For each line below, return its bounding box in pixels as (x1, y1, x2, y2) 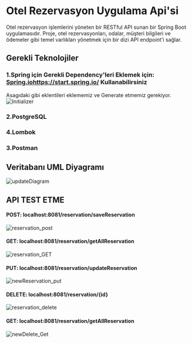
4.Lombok (6, 128, 36, 136)
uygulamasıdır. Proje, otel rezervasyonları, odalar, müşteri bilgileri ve (6, 29, 171, 36)
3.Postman (6, 144, 38, 152)
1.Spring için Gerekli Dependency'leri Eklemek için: (6, 71, 154, 79)
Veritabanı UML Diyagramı (6, 162, 105, 172)
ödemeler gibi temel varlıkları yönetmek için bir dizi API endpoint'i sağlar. (6, 36, 182, 43)
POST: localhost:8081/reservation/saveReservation (6, 211, 135, 218)
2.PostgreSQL (6, 112, 47, 121)
